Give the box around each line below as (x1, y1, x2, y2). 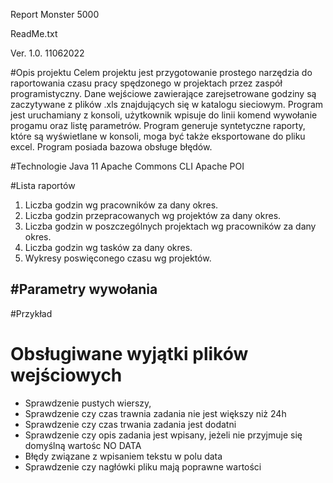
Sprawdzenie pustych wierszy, (24, 397, 152, 409)
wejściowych (10, 364, 123, 386)
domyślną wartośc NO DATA (24, 439, 142, 451)
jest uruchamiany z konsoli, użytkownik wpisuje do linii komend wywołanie (10, 109, 318, 121)
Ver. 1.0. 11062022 (10, 47, 85, 59)
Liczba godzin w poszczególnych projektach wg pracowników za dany (24, 220, 317, 232)
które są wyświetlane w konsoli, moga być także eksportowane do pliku (10, 130, 306, 142)
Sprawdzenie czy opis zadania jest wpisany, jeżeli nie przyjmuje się (24, 429, 303, 441)
